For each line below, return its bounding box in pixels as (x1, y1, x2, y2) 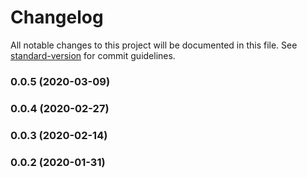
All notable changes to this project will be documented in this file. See (10, 39, 298, 51)
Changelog (10, 6, 104, 29)
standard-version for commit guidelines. (10, 49, 176, 61)
